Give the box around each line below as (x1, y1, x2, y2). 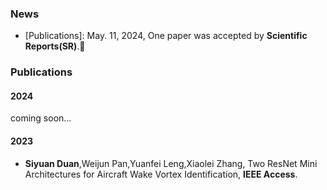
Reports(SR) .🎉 (24, 40, 86, 52)
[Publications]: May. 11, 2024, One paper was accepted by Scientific (24, 30, 308, 42)
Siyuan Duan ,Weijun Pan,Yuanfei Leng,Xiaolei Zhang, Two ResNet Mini (24, 157, 318, 169)
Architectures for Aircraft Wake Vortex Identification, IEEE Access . (24, 168, 298, 180)
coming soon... (10, 112, 72, 124)
